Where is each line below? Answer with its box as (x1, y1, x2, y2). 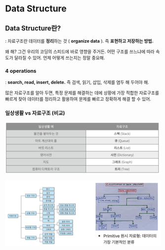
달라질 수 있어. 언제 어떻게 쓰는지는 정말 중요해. (14, 55, 105, 61)
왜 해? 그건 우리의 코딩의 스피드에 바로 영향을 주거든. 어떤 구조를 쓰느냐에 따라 (5, 49, 155, 55)
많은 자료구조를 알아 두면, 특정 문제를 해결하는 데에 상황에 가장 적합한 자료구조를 (5, 90, 160, 96)
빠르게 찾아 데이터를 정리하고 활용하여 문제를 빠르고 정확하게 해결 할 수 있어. (5, 96, 152, 102)
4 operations (5, 67, 37, 74)
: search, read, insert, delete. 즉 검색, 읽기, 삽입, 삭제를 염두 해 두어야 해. (5, 79, 149, 85)
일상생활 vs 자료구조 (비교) (5, 110, 65, 117)
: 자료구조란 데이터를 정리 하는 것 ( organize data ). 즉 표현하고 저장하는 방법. (5, 38, 154, 44)
